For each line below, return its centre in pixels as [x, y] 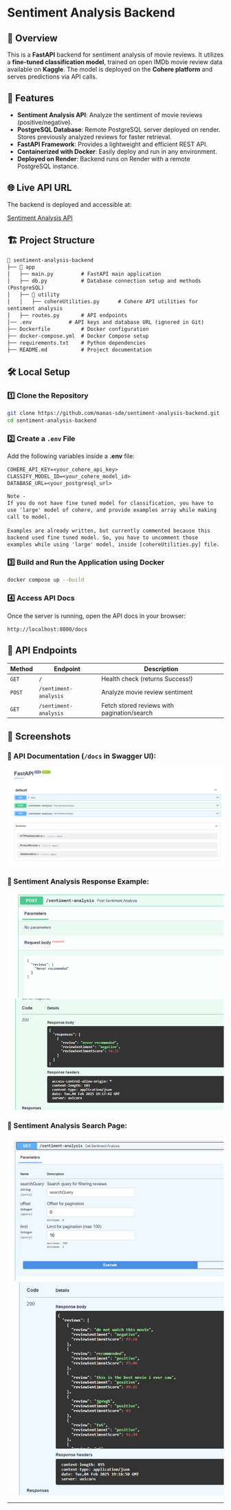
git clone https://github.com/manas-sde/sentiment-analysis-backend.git [113, 414]
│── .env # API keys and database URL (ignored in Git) [106, 323]
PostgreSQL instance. [48, 166]
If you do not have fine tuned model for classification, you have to [110, 503]
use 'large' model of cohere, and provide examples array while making [112, 510]
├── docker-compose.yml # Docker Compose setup [78, 336]
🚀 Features [31, 98]
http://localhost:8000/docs [47, 629]
